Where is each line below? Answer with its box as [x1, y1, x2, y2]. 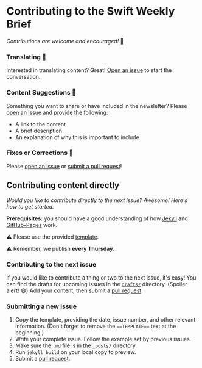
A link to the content [15, 120, 66, 128]
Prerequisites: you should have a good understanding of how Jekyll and [6, 215, 189, 222]
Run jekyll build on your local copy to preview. [15, 348, 136, 356]
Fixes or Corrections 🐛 [6, 148, 74, 157]
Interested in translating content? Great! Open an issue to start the [6, 67, 172, 74]
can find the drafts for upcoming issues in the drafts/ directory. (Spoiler [6, 280, 187, 287]
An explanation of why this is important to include [15, 133, 140, 141]
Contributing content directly [6, 180, 120, 190]
